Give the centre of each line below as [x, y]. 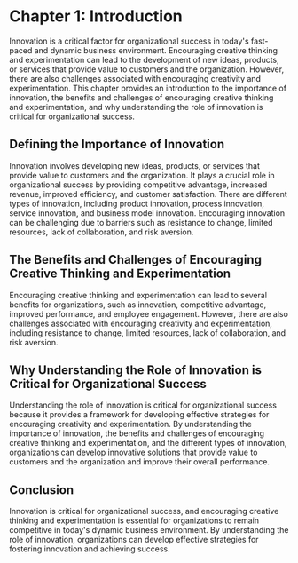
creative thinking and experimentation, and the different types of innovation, [148, 443]
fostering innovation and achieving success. [90, 549]
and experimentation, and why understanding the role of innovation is [136, 107]
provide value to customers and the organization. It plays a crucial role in [142, 175]
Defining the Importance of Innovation [117, 144]
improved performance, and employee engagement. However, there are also [149, 313]
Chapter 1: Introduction [96, 16]
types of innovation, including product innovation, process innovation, [137, 203]
